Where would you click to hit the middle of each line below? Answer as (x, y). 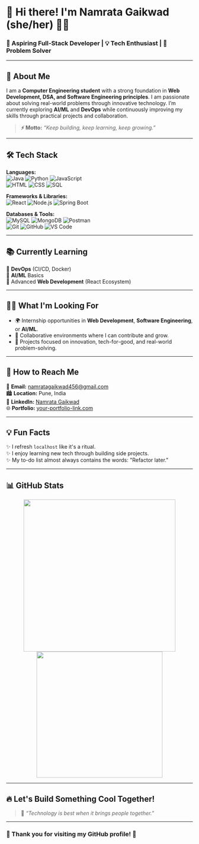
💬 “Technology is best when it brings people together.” (87, 813)
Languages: (21, 172)
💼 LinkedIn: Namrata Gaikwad (43, 402)
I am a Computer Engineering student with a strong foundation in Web (93, 91)
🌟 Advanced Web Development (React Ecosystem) (69, 281)
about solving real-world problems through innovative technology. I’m (91, 103)
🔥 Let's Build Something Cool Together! (81, 799)
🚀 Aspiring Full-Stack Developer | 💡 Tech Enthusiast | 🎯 (87, 43)
